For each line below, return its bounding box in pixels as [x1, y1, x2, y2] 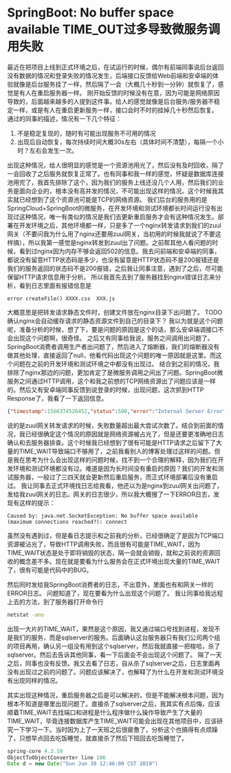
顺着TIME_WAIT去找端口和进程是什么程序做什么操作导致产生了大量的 [7, 708, 203, 717]
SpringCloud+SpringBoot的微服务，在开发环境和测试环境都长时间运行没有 [7, 204, 217, 212]
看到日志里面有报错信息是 [19, 281, 91, 290]
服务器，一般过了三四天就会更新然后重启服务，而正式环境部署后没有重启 [12, 473, 218, 481]
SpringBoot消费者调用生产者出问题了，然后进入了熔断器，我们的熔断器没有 [7, 342, 220, 350]
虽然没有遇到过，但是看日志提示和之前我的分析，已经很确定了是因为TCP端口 [7, 531, 224, 540]
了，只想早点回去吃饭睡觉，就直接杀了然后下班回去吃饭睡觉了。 [7, 734, 188, 742]
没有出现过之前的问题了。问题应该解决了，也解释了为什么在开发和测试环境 [7, 668, 218, 676]
